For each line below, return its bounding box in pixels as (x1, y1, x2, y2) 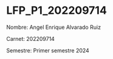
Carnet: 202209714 (6, 35, 55, 42)
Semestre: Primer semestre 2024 (6, 46, 89, 54)
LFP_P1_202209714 (6, 4, 108, 17)
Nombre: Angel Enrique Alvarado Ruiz (6, 23, 101, 31)
